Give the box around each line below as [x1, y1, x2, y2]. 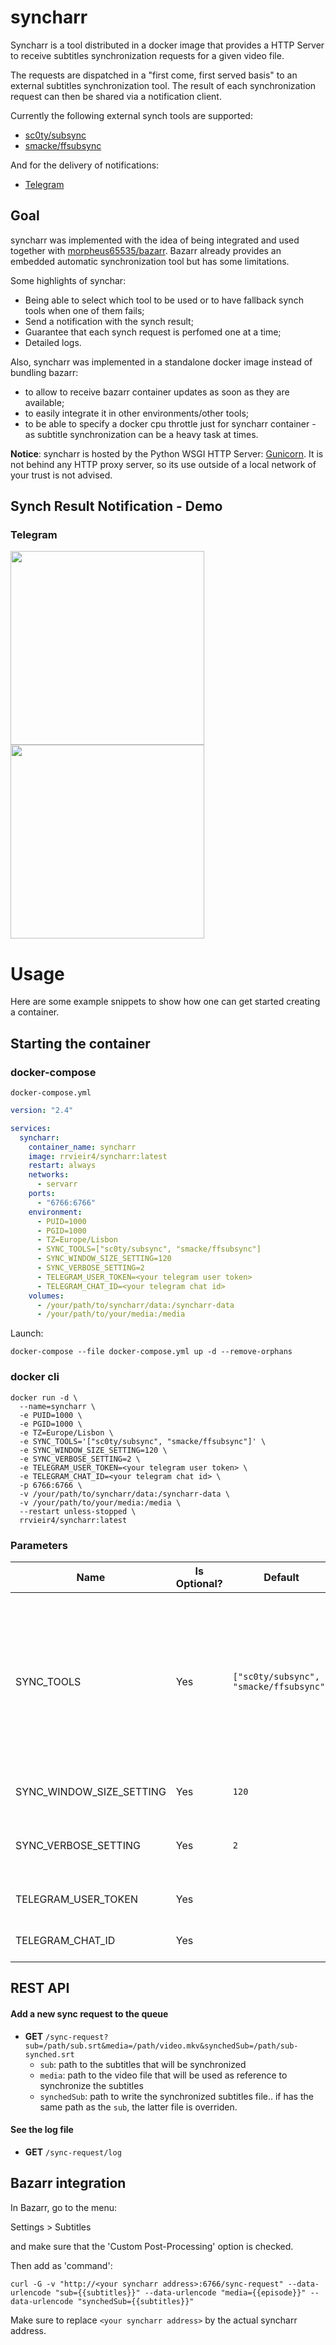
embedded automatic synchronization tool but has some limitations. [10, 255, 290, 267]
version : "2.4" [10, 1106, 74, 1116]
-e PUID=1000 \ [19, 1410, 83, 1420]
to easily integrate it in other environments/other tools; [24, 407, 250, 419]
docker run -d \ [10, 1392, 78, 1403]
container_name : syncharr [28, 1142, 137, 1152]
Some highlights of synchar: [10, 274, 127, 286]
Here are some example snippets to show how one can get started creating [10, 996, 321, 1008]
